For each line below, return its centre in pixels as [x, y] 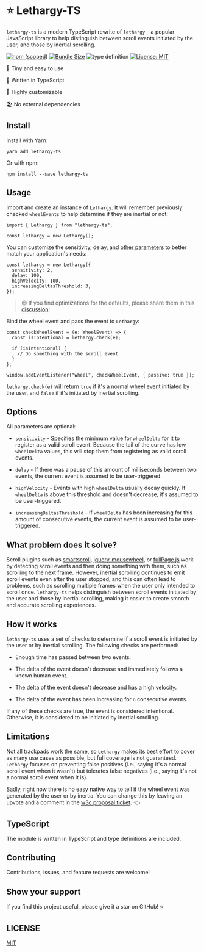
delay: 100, [27, 275]
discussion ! [36, 309]
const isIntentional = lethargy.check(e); [66, 337]
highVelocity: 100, [37, 281]
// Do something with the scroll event [68, 353]
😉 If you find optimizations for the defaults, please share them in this [108, 303]
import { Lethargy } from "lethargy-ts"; [60, 225]
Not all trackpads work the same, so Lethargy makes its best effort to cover [100, 751]
